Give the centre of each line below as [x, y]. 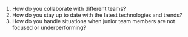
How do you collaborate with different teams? [69, 9]
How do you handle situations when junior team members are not [93, 21]
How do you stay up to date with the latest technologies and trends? [97, 15]
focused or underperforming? [49, 27]
